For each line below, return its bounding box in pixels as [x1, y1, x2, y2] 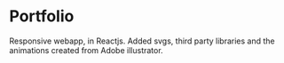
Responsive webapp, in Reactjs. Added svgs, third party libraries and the [9, 35, 275, 46]
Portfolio [9, 6, 75, 27]
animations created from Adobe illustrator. [9, 44, 163, 55]
